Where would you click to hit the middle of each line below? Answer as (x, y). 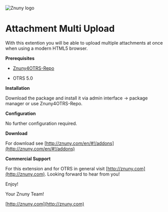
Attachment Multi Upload (60, 29)
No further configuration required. (41, 123)
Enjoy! (12, 184)
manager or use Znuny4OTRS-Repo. (44, 103)
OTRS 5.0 (23, 78)
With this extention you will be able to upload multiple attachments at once (84, 43)
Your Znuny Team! (25, 194)
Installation (17, 88)
